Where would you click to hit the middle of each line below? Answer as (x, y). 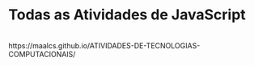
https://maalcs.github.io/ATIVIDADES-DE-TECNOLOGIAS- (104, 45)
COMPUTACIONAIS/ (42, 54)
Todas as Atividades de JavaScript (127, 15)
